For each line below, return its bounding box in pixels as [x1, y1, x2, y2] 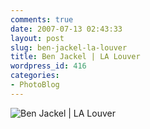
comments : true [10, 14, 74, 25]
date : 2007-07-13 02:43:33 [10, 24, 123, 34]
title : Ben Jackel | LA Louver [10, 52, 141, 62]
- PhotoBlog [10, 80, 60, 90]
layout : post [10, 33, 65, 43]
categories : [10, 71, 60, 81]
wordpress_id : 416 [10, 61, 87, 71]
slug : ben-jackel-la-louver [10, 42, 128, 53]
